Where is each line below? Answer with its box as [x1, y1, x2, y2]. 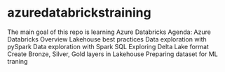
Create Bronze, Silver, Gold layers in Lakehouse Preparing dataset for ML [7, 50, 219, 58]
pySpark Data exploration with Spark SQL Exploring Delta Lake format [7, 42, 209, 51]
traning [7, 57, 28, 65]
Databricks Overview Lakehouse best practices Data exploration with [7, 35, 207, 43]
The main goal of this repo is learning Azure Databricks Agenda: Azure [7, 28, 212, 36]
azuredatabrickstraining [7, 5, 152, 21]
